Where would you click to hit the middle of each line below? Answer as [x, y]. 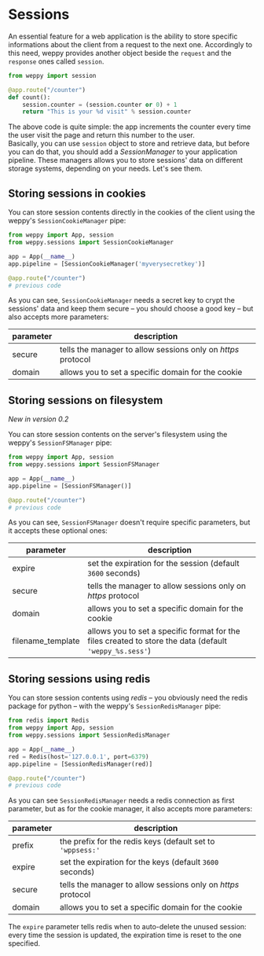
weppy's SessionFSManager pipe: [60, 443]
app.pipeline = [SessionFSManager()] [70, 486]
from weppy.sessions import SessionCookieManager [91, 242]
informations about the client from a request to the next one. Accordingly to [130, 44]
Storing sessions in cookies [77, 193]
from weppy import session [52, 75]
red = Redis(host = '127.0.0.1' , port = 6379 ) [79, 756]
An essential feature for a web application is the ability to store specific [123, 36]
